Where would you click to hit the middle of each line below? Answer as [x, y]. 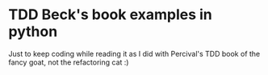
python [33, 32]
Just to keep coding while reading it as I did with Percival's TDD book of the [134, 53]
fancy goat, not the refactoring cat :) [69, 62]
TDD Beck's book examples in [110, 15]
